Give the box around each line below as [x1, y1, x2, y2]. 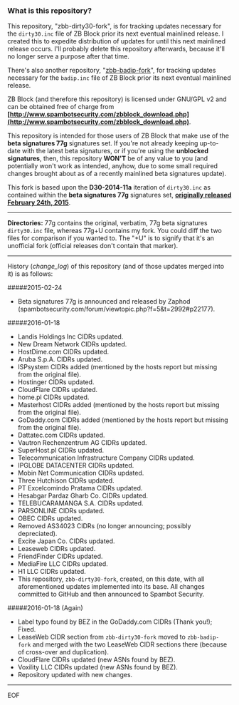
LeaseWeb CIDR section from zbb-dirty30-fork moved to [17, 633, 186, 642]
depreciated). [17, 530, 58, 538]
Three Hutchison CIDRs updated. [17, 476, 115, 485]
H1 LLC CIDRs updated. [17, 567, 87, 576]
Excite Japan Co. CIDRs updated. [17, 537, 115, 545]
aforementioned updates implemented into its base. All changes [17, 582, 205, 591]
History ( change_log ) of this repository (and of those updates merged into [7, 262, 225, 271]
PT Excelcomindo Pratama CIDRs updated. [17, 484, 143, 493]
